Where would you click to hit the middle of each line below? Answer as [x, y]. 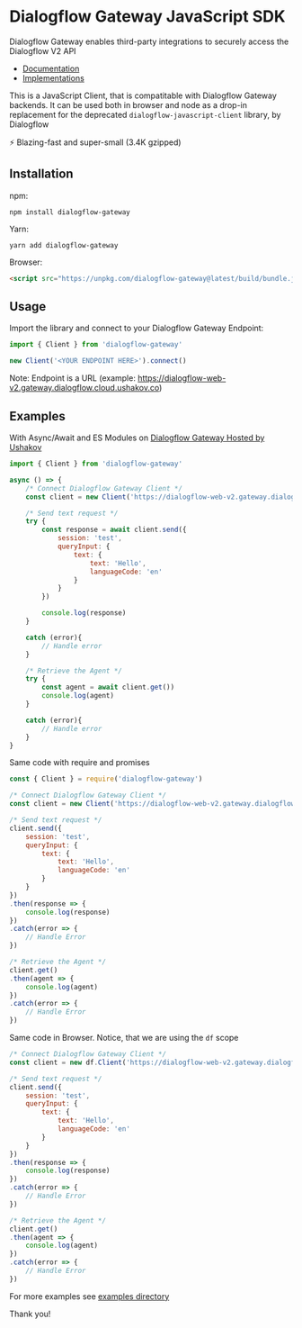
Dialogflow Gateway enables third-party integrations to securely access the [149, 41]
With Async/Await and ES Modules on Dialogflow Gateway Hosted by [137, 438]
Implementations [53, 77]
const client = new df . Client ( [68, 1062]
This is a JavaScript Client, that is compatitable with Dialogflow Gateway [143, 95]
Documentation [51, 68]
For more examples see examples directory [89, 1296]
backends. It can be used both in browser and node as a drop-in [128, 104]
